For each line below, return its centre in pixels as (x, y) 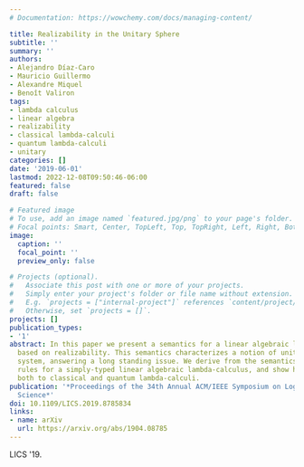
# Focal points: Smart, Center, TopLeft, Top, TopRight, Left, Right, (145, 227)
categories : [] (38, 160)
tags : (19, 101)
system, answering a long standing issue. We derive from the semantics (157, 362)
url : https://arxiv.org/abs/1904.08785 (93, 429)
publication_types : (46, 328)
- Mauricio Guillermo (50, 76)
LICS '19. (26, 454)
